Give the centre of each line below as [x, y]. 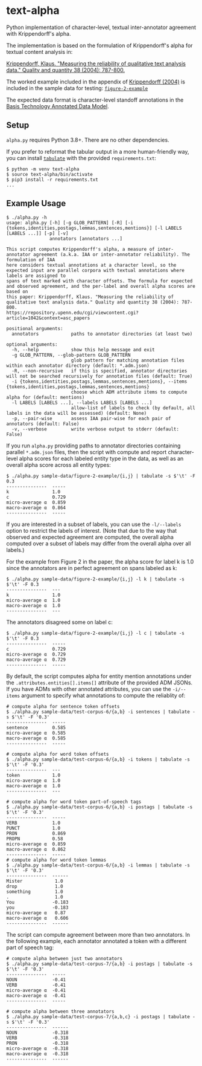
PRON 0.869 [36, 833]
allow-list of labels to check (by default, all [133, 408]
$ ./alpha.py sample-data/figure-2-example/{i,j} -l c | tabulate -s [96, 633]
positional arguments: [35, 328]
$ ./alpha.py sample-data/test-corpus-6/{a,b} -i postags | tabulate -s [99, 807]
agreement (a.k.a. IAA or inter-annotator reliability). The [111, 255]
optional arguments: [32, 344]
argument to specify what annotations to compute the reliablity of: [103, 695]
